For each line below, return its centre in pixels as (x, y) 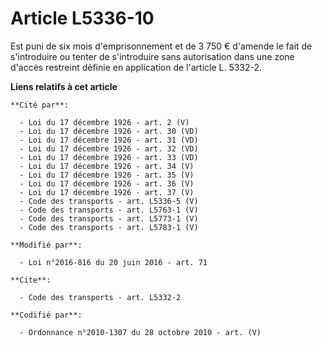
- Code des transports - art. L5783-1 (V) (109, 227)
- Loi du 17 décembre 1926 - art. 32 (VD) (109, 148)
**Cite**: (31, 280)
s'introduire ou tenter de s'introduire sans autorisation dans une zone (152, 56)
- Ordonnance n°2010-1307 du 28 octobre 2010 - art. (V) (140, 332)
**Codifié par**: (46, 315)
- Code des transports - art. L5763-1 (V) (109, 210)
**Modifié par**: (46, 245)
